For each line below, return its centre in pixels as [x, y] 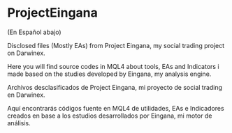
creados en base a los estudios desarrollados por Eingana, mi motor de [110, 116]
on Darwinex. [26, 53]
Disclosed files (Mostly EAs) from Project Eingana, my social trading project [116, 45]
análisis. [19, 123]
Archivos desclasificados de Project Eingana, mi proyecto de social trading [115, 87]
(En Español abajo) [34, 32]
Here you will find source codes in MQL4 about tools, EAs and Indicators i [113, 66]
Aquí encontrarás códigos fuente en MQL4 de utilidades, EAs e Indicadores [116, 108]
